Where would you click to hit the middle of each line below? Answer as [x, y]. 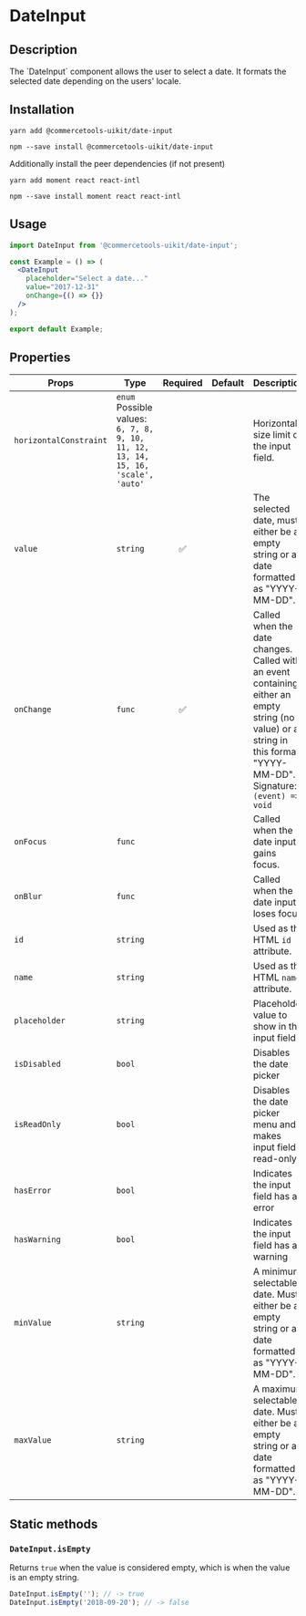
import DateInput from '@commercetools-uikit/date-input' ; [124, 245]
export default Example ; [56, 329]
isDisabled [37, 1064]
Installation [42, 110]
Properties [40, 357]
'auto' [130, 484]
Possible [134, 408]
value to [270, 1015]
